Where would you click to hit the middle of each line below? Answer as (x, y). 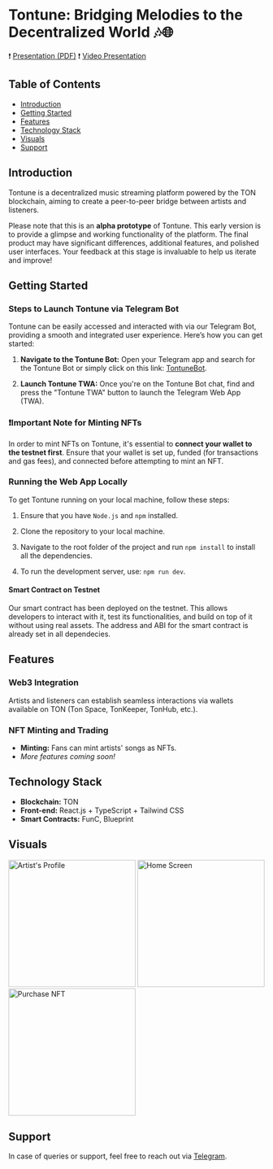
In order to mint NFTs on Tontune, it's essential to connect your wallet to (130, 443)
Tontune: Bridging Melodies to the (126, 15)
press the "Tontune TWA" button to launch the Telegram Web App (130, 393)
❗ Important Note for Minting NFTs (75, 423)
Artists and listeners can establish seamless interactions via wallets (121, 700)
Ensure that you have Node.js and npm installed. (99, 515)
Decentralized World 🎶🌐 (91, 32)
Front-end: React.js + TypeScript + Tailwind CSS (102, 810)
